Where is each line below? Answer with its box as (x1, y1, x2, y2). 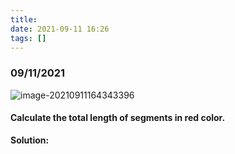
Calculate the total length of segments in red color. (10, 112, 226, 124)
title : (10, 14, 38, 25)
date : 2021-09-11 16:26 (10, 24, 110, 34)
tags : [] (10, 33, 47, 43)
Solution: (10, 134, 50, 146)
